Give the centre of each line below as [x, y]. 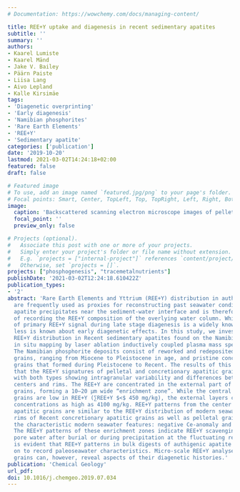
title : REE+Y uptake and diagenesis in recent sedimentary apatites [111, 27]
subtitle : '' [27, 34]
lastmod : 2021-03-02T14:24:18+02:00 [62, 160]
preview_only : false [44, 226]
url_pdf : [20, 471]
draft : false [27, 173]
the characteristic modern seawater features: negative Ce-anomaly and [123, 425]
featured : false [31, 166]
